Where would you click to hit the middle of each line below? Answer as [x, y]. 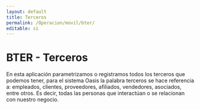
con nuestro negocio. [32, 99]
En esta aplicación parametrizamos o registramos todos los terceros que [96, 74]
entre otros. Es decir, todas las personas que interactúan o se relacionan [96, 94]
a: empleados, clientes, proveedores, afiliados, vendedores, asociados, [94, 87]
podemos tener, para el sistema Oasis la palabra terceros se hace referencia [100, 80]
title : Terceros [26, 17]
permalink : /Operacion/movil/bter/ [51, 23]
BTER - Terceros [47, 58]
